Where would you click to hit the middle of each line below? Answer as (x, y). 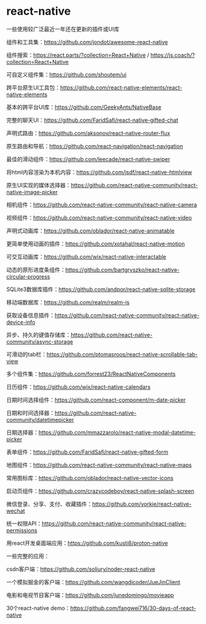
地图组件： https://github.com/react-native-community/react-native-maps (99, 465)
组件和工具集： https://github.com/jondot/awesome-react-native (87, 42)
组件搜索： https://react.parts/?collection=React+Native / (78, 55)
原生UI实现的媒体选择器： (39, 185)
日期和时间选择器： (31, 413)
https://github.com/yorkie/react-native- (142, 504)
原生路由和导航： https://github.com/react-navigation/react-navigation (95, 146)
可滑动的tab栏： (27, 354)
